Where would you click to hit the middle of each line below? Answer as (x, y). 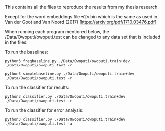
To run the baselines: (27, 52)
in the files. (17, 42)
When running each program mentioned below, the (57, 32)
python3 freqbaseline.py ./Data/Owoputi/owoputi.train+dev (68, 61)
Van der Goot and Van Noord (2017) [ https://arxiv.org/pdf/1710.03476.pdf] (81, 22)
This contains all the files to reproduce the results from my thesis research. (82, 7)
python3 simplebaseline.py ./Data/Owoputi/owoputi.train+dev (70, 74)
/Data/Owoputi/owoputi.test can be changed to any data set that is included (83, 37)
